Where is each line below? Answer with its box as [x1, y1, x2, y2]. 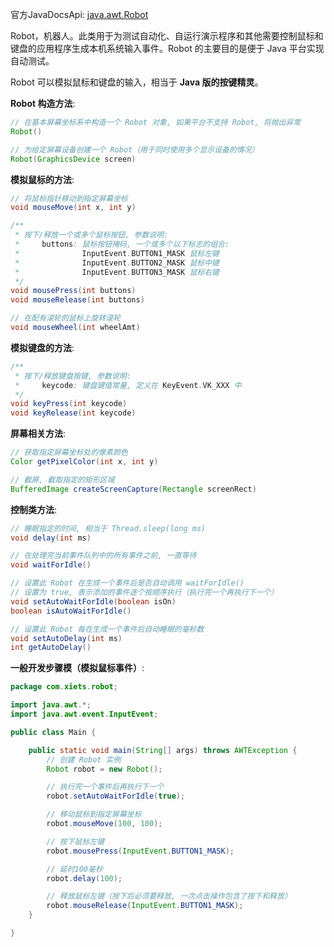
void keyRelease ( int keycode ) [10, 408, 137, 418]
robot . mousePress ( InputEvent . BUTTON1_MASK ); [46, 846, 235, 856]
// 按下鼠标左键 [46, 836, 105, 847]
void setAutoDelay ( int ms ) [10, 633, 123, 643]
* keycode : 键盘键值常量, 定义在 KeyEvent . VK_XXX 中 [14, 380, 242, 390]
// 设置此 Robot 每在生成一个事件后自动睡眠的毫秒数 [10, 624, 205, 634]
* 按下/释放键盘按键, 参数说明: [14, 371, 132, 381]
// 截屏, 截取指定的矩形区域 [10, 474, 115, 485]
